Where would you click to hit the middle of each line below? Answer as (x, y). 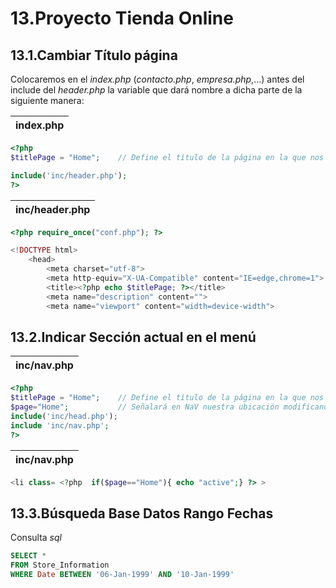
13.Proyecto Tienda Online (122, 18)
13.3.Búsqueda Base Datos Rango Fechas (142, 513)
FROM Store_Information (60, 565)
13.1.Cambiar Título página (94, 55)
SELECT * (28, 556)
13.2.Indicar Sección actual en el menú (133, 337)
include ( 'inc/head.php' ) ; (64, 416)
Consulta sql (36, 538)
